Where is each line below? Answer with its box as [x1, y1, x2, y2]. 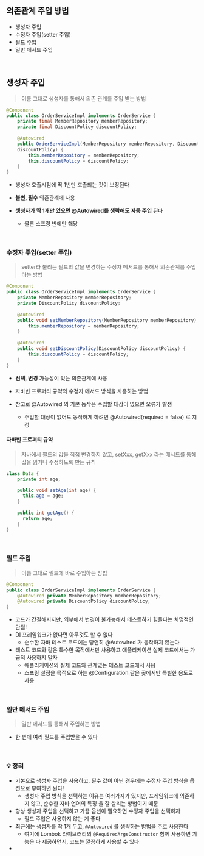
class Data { [6, 470, 39, 477]
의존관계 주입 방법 [6, 5, 69, 16]
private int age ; [17, 476, 61, 482]
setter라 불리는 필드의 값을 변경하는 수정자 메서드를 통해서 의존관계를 [21, 263, 185, 271]
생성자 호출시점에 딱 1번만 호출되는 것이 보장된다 [15, 181, 129, 188]
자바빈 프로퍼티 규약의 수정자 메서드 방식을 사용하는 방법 [15, 387, 149, 394]
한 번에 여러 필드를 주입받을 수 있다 [15, 733, 98, 741]
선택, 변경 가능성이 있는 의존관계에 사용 [15, 374, 108, 382]
